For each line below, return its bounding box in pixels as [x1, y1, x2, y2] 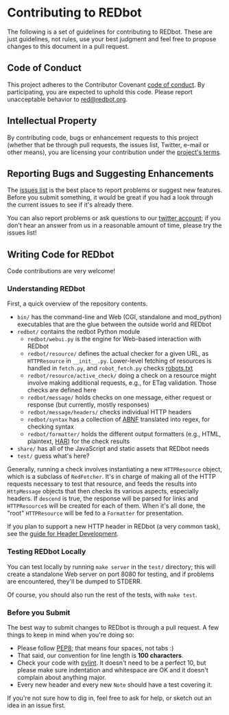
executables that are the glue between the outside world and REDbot [16, 320, 212, 328]
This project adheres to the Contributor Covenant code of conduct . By [7, 81, 206, 89]
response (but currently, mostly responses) [27, 401, 149, 409]
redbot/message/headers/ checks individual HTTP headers [27, 408, 192, 416]
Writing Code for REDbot [7, 248, 114, 260]
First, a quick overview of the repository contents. [7, 299, 148, 308]
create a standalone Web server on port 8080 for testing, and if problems [7, 570, 215, 578]
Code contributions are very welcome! [7, 267, 115, 275]
